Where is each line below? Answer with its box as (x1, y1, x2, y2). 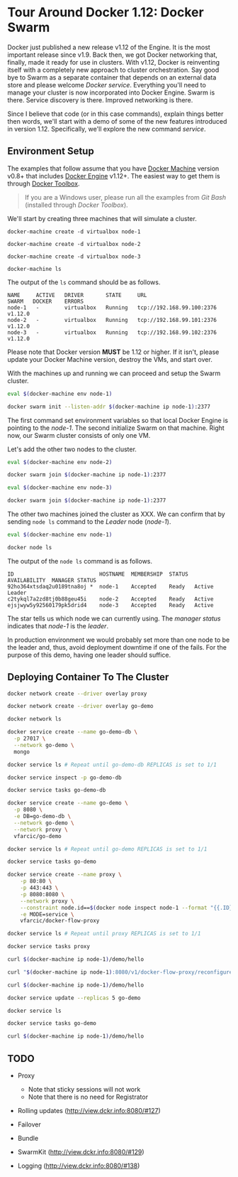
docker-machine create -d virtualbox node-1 (7, 228, 141, 235)
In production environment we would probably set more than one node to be (7, 635, 230, 644)
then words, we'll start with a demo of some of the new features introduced (7, 117, 227, 125)
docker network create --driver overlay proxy (7, 690, 147, 697)
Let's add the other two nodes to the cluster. (7, 445, 137, 453)
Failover (17, 1120, 41, 1129)
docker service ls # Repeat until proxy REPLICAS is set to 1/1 (7, 930, 201, 937)
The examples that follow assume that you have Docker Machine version (7, 164, 220, 173)
